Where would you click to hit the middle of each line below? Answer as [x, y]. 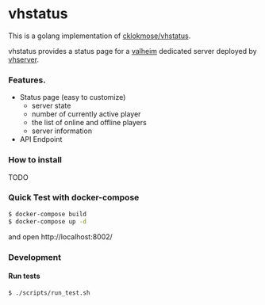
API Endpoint [41, 139]
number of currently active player [86, 114]
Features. [27, 80]
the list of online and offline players [89, 123]
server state [51, 106]
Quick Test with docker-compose [74, 197]
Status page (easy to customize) [73, 97]
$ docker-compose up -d [48, 221]
